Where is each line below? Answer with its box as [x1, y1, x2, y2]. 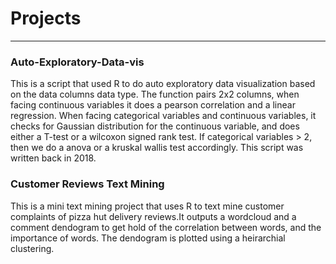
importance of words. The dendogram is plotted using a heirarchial [10, 232, 286, 244]
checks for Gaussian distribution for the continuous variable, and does [10, 120, 300, 132]
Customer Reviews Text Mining [10, 177, 165, 191]
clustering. [10, 242, 55, 254]
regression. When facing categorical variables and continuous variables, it [10, 110, 317, 122]
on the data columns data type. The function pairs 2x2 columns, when [10, 88, 300, 101]
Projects [10, 7, 82, 30]
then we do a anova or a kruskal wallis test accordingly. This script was [10, 142, 304, 154]
